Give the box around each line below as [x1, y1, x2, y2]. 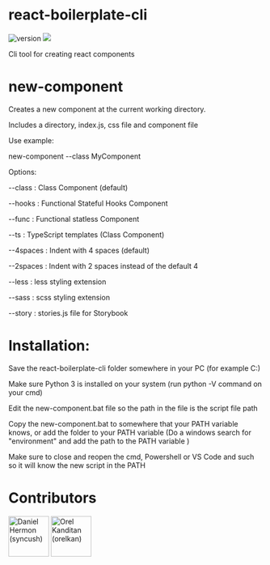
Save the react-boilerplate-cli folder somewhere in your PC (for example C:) [8, 363, 261, 373]
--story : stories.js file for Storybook [8, 308, 129, 317]
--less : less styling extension [8, 277, 107, 287]
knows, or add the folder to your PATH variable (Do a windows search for [8, 427, 252, 437]
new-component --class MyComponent [8, 151, 141, 161]
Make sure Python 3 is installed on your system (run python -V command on [8, 379, 263, 389]
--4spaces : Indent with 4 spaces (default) [8, 245, 150, 255]
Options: [8, 167, 37, 176]
